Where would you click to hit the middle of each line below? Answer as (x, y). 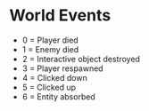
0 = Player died (50, 40)
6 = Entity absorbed (58, 96)
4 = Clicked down (54, 77)
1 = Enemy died (50, 49)
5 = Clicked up (49, 87)
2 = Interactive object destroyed (81, 59)
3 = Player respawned (63, 68)
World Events (60, 16)
